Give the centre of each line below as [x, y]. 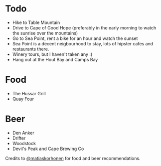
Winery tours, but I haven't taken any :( [52, 54]
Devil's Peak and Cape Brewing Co [48, 149]
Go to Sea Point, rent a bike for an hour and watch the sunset [75, 38]
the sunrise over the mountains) [45, 33]
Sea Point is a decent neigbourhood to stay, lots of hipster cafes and [83, 43]
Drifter [19, 138]
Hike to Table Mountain [36, 22]
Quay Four [23, 99]
